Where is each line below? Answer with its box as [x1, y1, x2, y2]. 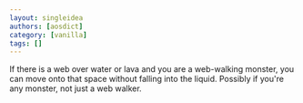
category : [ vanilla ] [9, 30, 88, 39]
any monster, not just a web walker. [9, 83, 143, 94]
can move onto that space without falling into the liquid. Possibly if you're [9, 74, 285, 85]
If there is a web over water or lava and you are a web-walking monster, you [9, 64, 295, 75]
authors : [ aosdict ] [9, 22, 84, 31]
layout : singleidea [9, 13, 84, 23]
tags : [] [9, 38, 43, 48]
